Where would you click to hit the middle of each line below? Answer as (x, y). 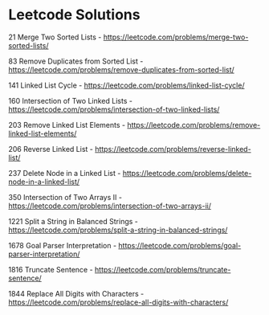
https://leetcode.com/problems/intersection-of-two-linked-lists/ (114, 109)
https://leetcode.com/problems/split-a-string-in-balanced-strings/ (118, 230)
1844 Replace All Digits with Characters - (76, 293)
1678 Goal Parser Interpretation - (63, 245)
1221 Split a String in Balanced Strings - (73, 221)
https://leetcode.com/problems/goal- (180, 245)
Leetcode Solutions (74, 15)
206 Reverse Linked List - (51, 149)
